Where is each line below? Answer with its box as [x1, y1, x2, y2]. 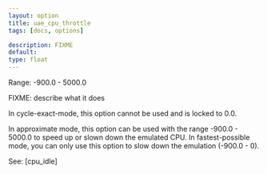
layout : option [8, 11, 59, 20]
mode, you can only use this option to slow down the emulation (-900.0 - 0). [8, 141, 260, 150]
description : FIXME [8, 41, 74, 49]
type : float [8, 56, 48, 64]
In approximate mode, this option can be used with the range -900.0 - [8, 125, 238, 133]
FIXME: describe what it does [8, 93, 106, 102]
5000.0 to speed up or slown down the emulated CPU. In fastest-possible [8, 132, 250, 142]
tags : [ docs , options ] [8, 26, 84, 34]
